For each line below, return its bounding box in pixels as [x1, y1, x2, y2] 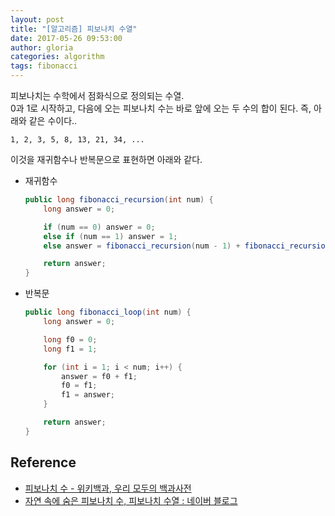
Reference [10, 454, 77, 471]
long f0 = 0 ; [43, 334, 98, 345]
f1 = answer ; [61, 390, 116, 400]
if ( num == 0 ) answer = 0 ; [43, 222, 156, 232]
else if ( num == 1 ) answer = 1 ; [43, 231, 178, 241]
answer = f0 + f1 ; [61, 371, 138, 381]
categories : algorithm [10, 52, 105, 62]
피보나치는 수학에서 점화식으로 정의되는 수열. [10, 90, 185, 101]
